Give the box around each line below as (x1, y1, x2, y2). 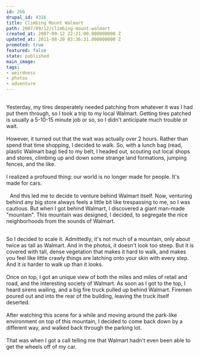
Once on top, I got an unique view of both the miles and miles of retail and (6, 274, 187, 280)
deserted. (6, 299, 30, 306)
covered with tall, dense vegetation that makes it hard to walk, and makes (6, 248, 186, 255)
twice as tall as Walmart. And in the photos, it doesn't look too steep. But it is (6, 242, 195, 249)
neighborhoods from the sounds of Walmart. (6, 218, 115, 224)
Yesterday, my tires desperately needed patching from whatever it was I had (6, 104, 193, 110)
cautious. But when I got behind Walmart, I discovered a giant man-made (6, 205, 185, 212)
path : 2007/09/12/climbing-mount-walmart (6, 25, 111, 32)
